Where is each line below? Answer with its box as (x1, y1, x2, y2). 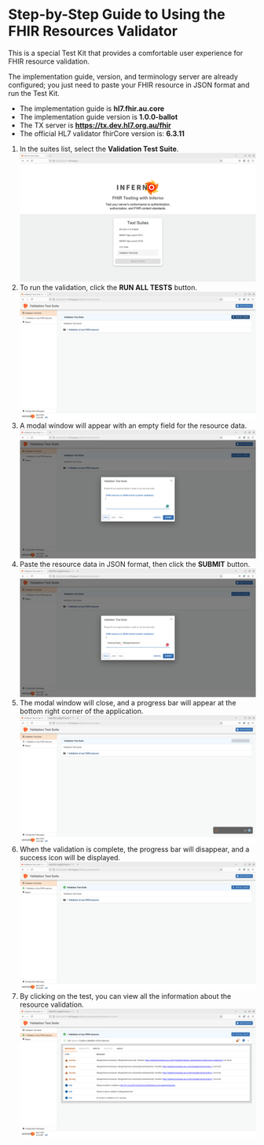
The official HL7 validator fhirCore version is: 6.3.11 (19, 128, 185, 138)
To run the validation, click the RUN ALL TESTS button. (19, 282, 198, 292)
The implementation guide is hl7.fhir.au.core (19, 104, 165, 113)
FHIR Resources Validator (8, 22, 178, 40)
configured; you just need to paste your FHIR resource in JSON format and (8, 80, 250, 90)
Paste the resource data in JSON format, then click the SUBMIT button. (19, 559, 250, 569)
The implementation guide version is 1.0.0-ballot (19, 112, 178, 121)
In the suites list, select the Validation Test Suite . (19, 144, 179, 153)
